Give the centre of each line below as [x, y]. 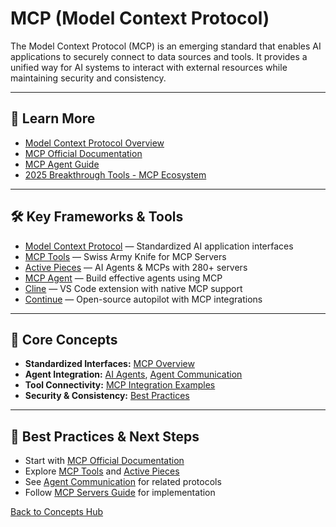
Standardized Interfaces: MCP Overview [109, 364]
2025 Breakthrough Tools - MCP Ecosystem [115, 174]
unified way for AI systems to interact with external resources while [149, 67]
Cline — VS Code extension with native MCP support [133, 288]
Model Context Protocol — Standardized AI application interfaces [159, 246]
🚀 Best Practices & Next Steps [105, 436]
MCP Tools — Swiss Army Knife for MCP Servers [125, 256]
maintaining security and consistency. [88, 78]
